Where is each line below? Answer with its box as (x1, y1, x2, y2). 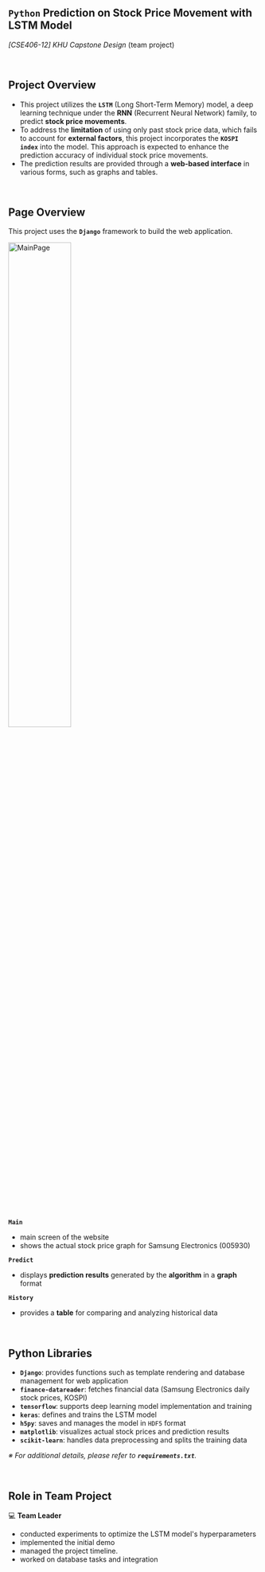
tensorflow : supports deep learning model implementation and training (19, 1402, 252, 1411)
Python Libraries (8, 1346, 93, 1360)
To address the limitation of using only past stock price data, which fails (19, 125, 257, 134)
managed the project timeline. (19, 1547, 118, 1556)
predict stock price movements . (19, 116, 127, 126)
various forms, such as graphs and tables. (19, 167, 158, 177)
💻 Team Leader (8, 1511, 62, 1520)
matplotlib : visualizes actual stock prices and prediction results (19, 1427, 229, 1437)
